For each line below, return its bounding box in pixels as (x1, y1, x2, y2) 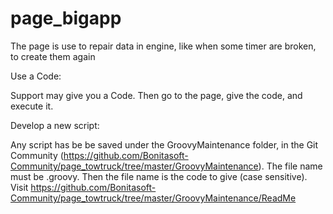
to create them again (10, 50, 96, 62)
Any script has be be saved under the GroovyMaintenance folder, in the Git (10, 138, 319, 151)
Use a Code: (10, 70, 62, 82)
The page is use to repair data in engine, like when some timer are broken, (10, 40, 317, 52)
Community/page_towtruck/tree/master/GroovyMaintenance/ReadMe (10, 192, 297, 204)
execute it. (10, 100, 54, 112)
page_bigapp (10, 7, 122, 30)
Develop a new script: (10, 119, 100, 131)
